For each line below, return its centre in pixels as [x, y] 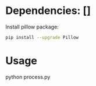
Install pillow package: [32, 27]
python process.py [28, 77]
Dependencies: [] [48, 11]
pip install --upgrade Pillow [42, 37]
